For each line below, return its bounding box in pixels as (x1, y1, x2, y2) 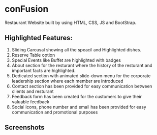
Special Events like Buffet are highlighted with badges (11, 57, 121, 63)
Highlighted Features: (4, 34, 73, 42)
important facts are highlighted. (11, 67, 76, 73)
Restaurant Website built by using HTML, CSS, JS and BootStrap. (4, 20, 137, 25)
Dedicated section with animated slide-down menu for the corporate (11, 72, 151, 79)
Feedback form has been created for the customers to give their (11, 93, 142, 99)
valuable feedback (11, 99, 50, 105)
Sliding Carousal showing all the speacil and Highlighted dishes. (11, 46, 141, 52)
